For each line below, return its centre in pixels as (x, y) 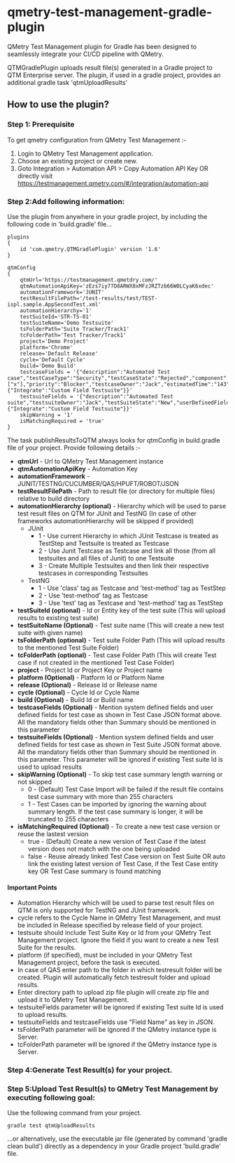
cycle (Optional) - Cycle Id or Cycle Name (78, 692)
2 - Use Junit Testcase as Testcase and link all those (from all (127, 551)
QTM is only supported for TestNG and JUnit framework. (99, 910)
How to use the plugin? (58, 105)
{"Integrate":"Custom (39, 409)
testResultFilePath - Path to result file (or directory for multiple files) (116, 491)
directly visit (35, 175)
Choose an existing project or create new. (77, 161)
